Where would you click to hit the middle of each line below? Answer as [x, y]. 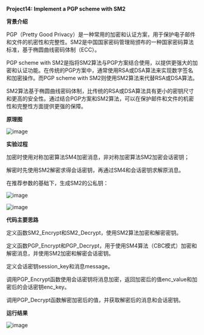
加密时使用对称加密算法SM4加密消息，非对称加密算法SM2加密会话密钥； [98, 157]
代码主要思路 [22, 220]
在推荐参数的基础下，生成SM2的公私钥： [58, 183]
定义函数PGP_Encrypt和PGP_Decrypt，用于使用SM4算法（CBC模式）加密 [99, 246]
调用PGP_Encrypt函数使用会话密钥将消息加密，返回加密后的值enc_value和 [99, 279]
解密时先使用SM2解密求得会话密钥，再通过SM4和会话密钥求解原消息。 [95, 170]
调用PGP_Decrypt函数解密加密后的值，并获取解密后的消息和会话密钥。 [95, 300]
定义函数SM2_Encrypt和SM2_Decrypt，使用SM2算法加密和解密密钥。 [94, 233]
